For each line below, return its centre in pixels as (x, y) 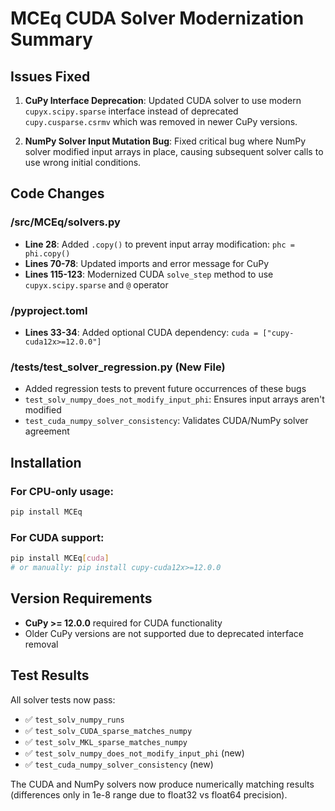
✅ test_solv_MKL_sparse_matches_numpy (106, 741)
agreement (47, 431)
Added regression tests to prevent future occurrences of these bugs (165, 389)
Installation (46, 462)
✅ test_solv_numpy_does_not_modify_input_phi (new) (134, 753)
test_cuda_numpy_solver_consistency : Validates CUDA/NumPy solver (166, 421)
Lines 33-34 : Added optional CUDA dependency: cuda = (141, 332)
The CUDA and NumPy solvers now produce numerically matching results (162, 784)
